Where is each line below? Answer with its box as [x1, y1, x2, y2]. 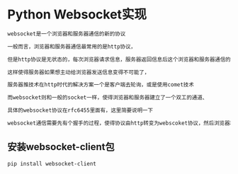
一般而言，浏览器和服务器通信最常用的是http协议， [7, 43, 137, 50]
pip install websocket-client [7, 160, 97, 167]
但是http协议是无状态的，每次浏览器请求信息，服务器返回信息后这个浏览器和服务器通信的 [7, 56, 232, 63]
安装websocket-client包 [7, 141, 115, 153]
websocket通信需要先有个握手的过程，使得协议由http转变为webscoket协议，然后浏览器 [7, 120, 230, 127]
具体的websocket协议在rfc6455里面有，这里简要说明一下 [7, 107, 154, 114]
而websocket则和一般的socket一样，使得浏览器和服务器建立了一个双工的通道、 [7, 94, 208, 101]
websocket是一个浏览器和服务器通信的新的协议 [7, 30, 126, 37]
